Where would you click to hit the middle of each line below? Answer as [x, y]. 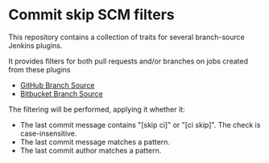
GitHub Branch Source [57, 85]
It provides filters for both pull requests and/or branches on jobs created [128, 61]
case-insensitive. [48, 133]
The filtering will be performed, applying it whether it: [97, 109]
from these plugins [39, 69]
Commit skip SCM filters [91, 15]
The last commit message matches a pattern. [95, 141]
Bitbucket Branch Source [61, 93]
